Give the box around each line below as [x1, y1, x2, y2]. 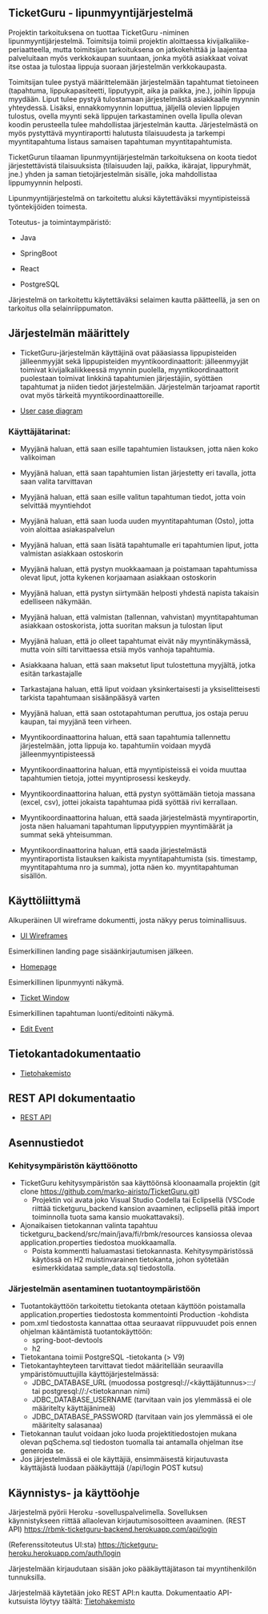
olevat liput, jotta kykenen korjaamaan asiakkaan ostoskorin [19, 572, 217, 582]
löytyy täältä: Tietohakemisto [39, 1596, 135, 1606]
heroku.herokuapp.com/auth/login [8, 1548, 122, 1558]
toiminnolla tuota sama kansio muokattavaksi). [31, 1212, 185, 1222]
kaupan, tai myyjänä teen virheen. [19, 717, 132, 726]
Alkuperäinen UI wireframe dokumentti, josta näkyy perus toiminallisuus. [8, 915, 247, 925]
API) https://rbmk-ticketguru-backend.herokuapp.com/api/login [8, 1524, 218, 1534]
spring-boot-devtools [31, 1335, 103, 1345]
